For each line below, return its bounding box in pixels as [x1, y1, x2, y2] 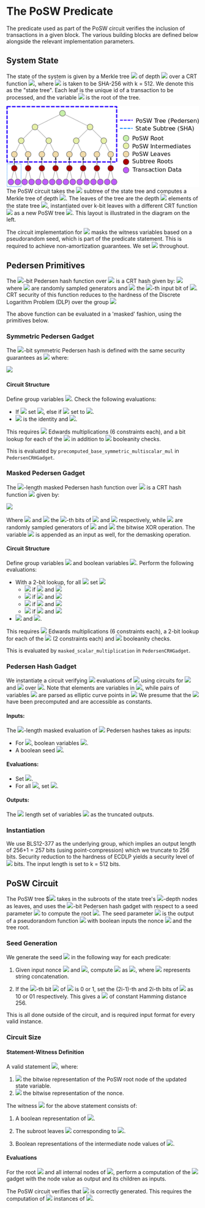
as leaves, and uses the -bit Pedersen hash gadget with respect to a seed [6, 903, 198, 910]
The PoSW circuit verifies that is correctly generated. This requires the [6, 1187, 192, 1195]
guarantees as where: [6, 354, 69, 362]
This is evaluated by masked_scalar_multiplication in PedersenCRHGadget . [6, 647, 191, 655]
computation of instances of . [6, 1194, 94, 1202]
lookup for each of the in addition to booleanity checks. [6, 435, 161, 443]
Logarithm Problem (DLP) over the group [6, 298, 109, 306]
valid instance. [6, 1018, 43, 1025]
